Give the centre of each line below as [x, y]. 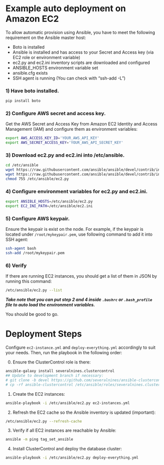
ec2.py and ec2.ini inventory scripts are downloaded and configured [81, 62]
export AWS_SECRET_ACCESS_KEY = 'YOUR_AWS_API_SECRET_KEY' [64, 143]
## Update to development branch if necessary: [55, 376]
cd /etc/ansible [22, 165]
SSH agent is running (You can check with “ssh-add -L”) [69, 78]
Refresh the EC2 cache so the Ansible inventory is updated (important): [84, 412]
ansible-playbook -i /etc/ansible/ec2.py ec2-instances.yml [68, 403]
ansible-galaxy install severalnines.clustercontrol [60, 371]
